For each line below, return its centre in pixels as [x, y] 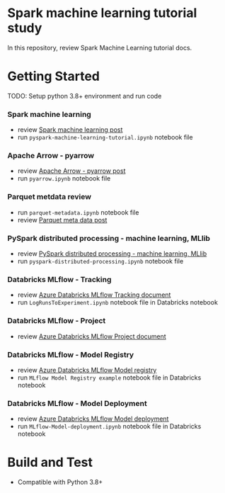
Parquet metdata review [50, 197]
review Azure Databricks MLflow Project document [92, 336]
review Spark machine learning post [70, 130]
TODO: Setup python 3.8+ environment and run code [85, 96]
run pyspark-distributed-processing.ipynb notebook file [100, 261]
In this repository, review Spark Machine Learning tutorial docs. [100, 47]
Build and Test [50, 463]
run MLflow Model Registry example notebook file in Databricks [109, 378]
